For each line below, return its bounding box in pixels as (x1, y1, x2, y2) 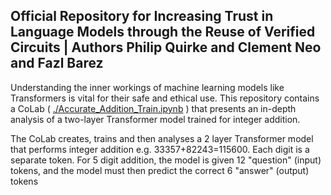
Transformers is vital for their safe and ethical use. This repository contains (10, 92, 320, 104)
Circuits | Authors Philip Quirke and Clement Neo (10, 39, 322, 56)
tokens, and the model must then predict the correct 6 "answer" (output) (10, 164, 310, 176)
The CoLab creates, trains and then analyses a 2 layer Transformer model (10, 132, 314, 144)
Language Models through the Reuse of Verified (10, 24, 316, 41)
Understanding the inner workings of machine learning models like (10, 81, 285, 93)
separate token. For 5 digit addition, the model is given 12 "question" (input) (10, 154, 322, 166)
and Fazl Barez (10, 55, 104, 72)
